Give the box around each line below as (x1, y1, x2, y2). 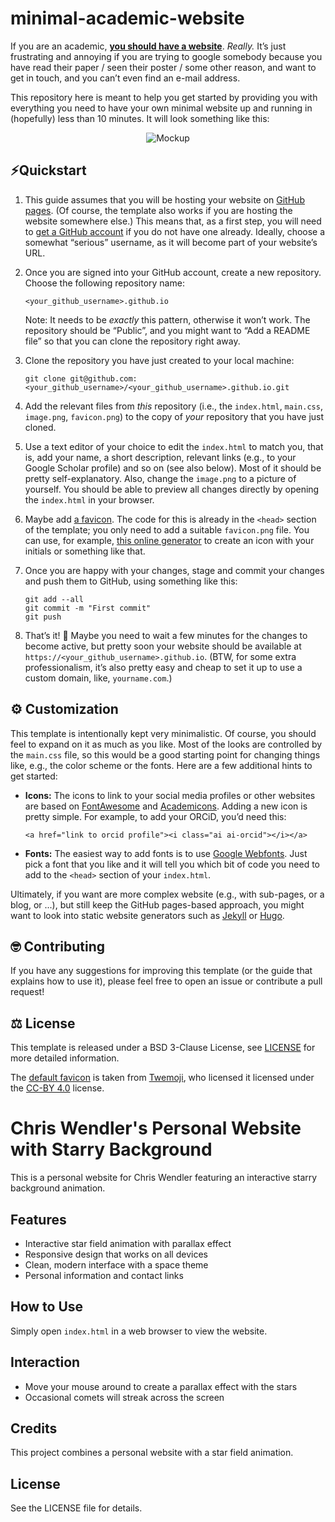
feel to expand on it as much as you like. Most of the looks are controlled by (10, 738, 323, 750)
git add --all (24, 594, 84, 604)
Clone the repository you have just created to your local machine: (24, 354, 295, 366)
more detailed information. (10, 1052, 120, 1064)
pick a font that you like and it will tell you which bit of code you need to (24, 858, 321, 870)
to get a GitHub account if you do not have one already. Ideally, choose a (24, 225, 326, 237)
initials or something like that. (24, 545, 146, 557)
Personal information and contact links (24, 1269, 184, 1281)
